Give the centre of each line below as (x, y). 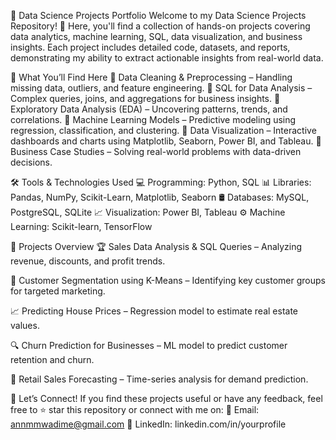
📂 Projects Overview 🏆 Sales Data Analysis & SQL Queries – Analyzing (156, 246)
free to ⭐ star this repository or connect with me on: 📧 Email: (135, 409)
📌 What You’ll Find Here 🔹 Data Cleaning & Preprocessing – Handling (151, 77)
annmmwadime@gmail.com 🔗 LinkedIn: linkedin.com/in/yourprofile (148, 424)
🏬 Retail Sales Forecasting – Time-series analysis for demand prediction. (159, 379)
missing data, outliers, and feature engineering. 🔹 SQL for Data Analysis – (161, 88)
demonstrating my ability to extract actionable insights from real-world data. (167, 58)
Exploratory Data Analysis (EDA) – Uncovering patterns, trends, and (149, 109)
